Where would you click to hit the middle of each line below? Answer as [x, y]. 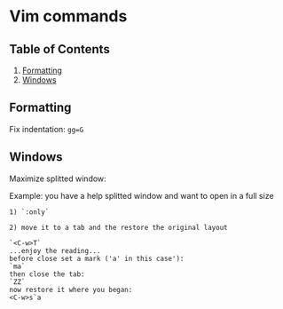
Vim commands [68, 16]
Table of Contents [60, 49]
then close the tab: [47, 274]
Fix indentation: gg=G [47, 129]
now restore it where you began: [71, 289]
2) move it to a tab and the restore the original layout [118, 227]
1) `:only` [29, 212]
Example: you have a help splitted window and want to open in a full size [141, 195]
